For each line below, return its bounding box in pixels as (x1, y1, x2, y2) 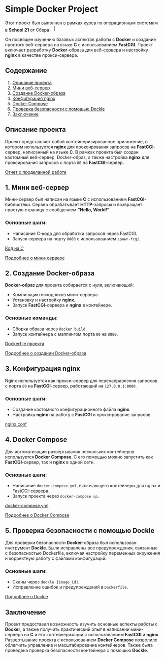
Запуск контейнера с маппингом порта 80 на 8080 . (12, 331, 118, 337)
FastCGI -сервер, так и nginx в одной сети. (5, 459, 95, 465)
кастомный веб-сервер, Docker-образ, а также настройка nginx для (5, 154, 150, 160)
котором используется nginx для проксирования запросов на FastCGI (5, 144, 154, 150)
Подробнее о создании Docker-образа (5, 350, 87, 356)
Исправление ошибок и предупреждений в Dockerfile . (12, 584, 128, 590)
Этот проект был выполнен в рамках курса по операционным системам (5, 20, 158, 26)
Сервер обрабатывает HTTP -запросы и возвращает (32, 201, 143, 208)
